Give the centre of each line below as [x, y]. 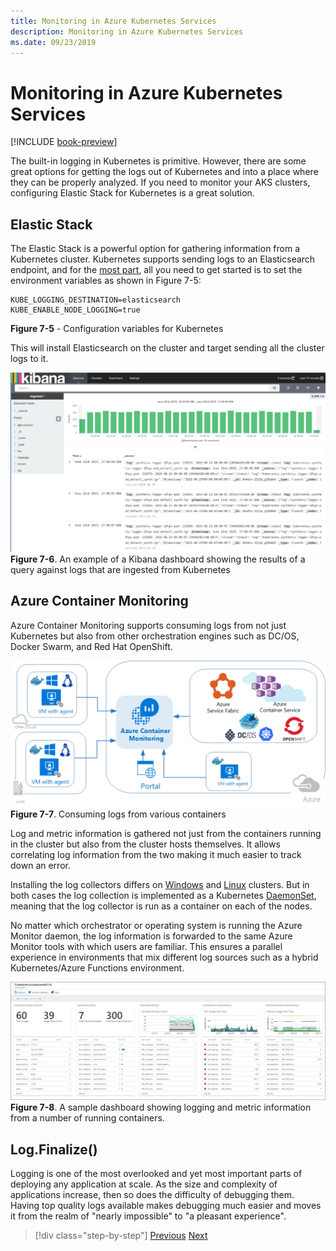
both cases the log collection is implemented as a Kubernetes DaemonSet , [163, 896]
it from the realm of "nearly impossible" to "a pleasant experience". [148, 1216]
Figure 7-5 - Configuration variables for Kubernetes [117, 329]
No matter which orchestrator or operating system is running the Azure [156, 926]
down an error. [40, 866]
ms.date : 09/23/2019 [53, 42]
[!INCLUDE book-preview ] [64, 142]
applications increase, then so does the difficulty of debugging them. [152, 1194]
